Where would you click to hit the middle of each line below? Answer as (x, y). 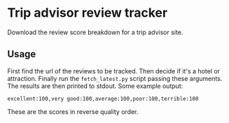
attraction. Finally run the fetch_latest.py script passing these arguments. (115, 78)
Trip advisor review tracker (88, 13)
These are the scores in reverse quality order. (73, 111)
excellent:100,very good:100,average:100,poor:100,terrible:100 (103, 99)
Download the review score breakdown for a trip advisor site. (95, 32)
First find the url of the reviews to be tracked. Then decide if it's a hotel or (114, 71)
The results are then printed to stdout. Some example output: (95, 86)
